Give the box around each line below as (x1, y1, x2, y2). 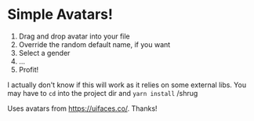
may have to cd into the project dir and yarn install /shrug (7, 88, 198, 97)
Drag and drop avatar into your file (18, 31, 130, 41)
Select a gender (18, 48, 71, 57)
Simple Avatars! (7, 5, 113, 24)
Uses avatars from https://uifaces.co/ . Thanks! (7, 104, 158, 113)
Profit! (18, 64, 39, 74)
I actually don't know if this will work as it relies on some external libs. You (7, 80, 247, 90)
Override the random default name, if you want (18, 39, 171, 49)
